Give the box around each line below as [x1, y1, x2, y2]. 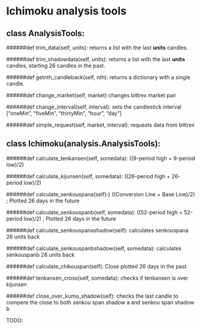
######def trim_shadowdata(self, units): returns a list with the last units [6, 56, 185, 62]
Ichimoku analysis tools [6, 4, 127, 18]
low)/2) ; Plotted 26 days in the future [23, 215, 116, 222]
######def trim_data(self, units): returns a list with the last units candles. [6, 44, 188, 51]
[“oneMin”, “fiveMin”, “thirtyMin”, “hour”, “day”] [6, 110, 122, 116]
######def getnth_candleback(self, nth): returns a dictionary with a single [6, 74, 191, 80]
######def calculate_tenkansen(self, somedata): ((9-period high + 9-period [6, 154, 196, 161]
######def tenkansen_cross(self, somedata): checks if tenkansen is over [6, 274, 189, 282]
